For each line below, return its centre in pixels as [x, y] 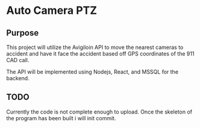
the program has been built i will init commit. [61, 118]
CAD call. [18, 60]
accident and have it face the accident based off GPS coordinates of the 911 [100, 54]
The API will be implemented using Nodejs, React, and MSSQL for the [92, 72]
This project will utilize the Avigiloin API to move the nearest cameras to [95, 47]
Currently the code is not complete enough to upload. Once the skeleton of [99, 112]
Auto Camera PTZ [52, 11]
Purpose [23, 33]
